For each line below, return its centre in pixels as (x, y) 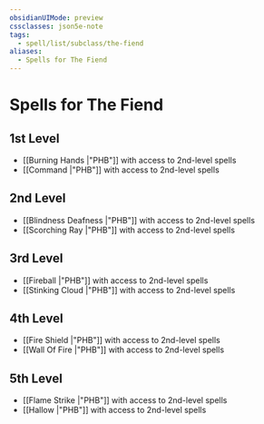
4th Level (36, 319)
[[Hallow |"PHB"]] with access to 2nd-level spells (114, 410)
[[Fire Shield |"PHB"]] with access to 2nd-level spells (121, 340)
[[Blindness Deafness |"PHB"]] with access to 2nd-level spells (139, 220)
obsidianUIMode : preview (56, 18)
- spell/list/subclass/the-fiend (81, 43)
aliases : (26, 52)
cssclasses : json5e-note (56, 26)
